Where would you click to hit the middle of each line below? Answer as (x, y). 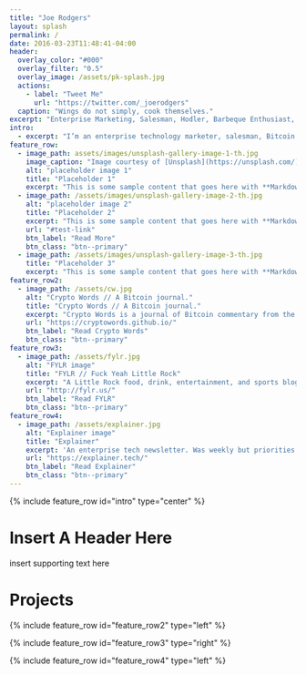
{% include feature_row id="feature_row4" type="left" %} (118, 660)
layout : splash (38, 26)
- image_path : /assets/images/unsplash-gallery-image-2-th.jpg (140, 196)
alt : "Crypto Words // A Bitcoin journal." (110, 297)
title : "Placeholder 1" (71, 179)
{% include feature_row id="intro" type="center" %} (107, 501)
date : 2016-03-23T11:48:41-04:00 (73, 43)
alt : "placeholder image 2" (79, 205)
